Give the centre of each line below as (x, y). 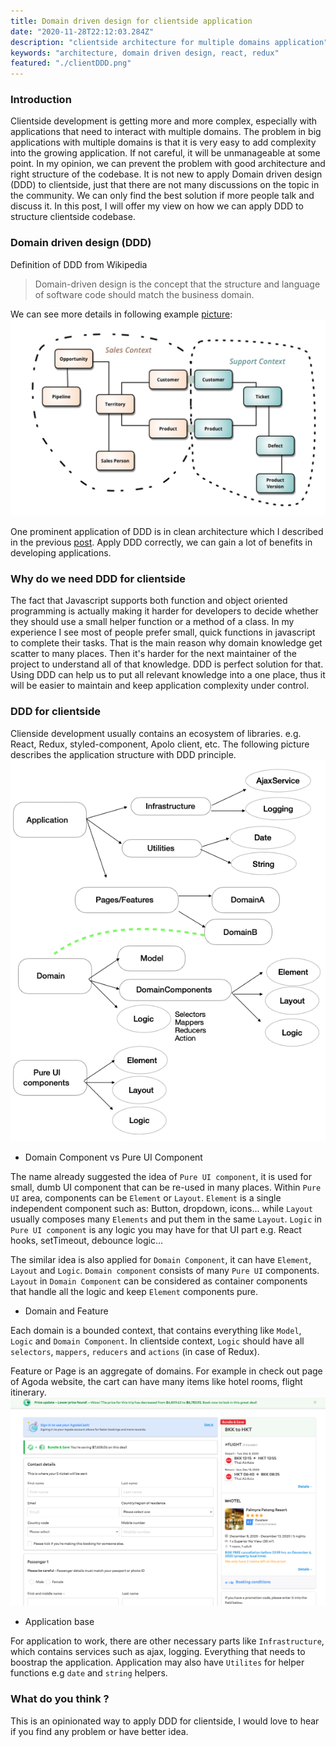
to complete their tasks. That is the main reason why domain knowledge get (166, 643)
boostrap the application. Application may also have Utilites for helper (157, 1662)
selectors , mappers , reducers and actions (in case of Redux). (135, 1352)
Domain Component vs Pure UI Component (113, 1157)
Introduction (41, 100)
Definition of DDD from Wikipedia (79, 264)
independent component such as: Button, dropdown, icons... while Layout (162, 1209)
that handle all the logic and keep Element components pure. (134, 1292)
